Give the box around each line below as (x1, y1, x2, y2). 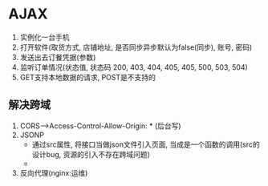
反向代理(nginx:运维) (19, 168, 88, 177)
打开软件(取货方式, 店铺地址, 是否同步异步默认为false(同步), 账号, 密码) (19, 42, 253, 52)
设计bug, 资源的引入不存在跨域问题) (31, 149, 151, 159)
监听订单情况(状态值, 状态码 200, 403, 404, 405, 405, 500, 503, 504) (19, 62, 249, 72)
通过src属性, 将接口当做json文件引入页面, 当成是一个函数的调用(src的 (31, 139, 260, 149)
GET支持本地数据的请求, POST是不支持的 (19, 72, 156, 82)
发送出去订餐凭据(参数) (19, 52, 96, 62)
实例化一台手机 (19, 32, 70, 42)
